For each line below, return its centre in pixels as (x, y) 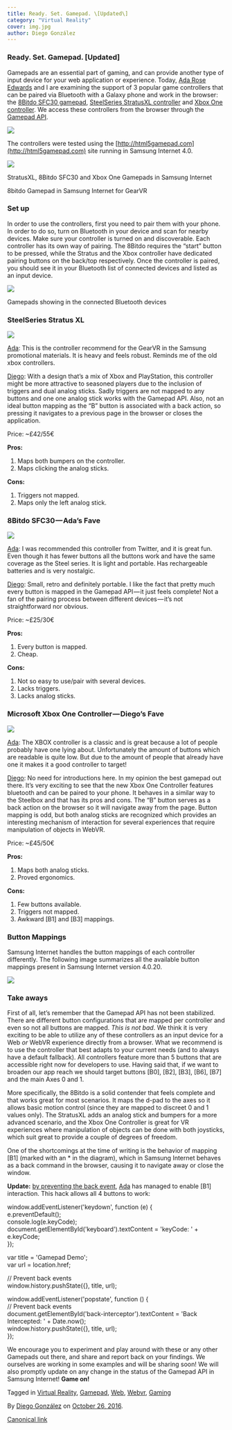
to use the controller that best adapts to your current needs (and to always (113, 1050)
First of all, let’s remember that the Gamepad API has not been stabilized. (111, 1013)
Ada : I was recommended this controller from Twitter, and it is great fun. (110, 549)
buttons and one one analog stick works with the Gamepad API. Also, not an (116, 398)
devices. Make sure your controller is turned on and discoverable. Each (109, 238)
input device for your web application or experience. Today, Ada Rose (107, 80)
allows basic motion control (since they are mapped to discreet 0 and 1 (108, 1108)
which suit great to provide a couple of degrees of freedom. (92, 1137)
